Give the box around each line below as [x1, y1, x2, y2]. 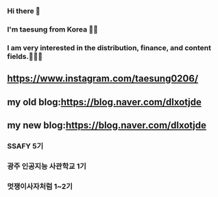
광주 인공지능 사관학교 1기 [7, 161, 87, 171]
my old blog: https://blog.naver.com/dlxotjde [7, 96, 202, 108]
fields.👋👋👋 [7, 51, 43, 61]
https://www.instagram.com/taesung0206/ [7, 73, 199, 84]
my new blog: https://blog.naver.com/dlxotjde [7, 119, 207, 131]
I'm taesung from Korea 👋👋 [7, 24, 98, 34]
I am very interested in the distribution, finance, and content [7, 43, 211, 52]
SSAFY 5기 [7, 141, 44, 150]
